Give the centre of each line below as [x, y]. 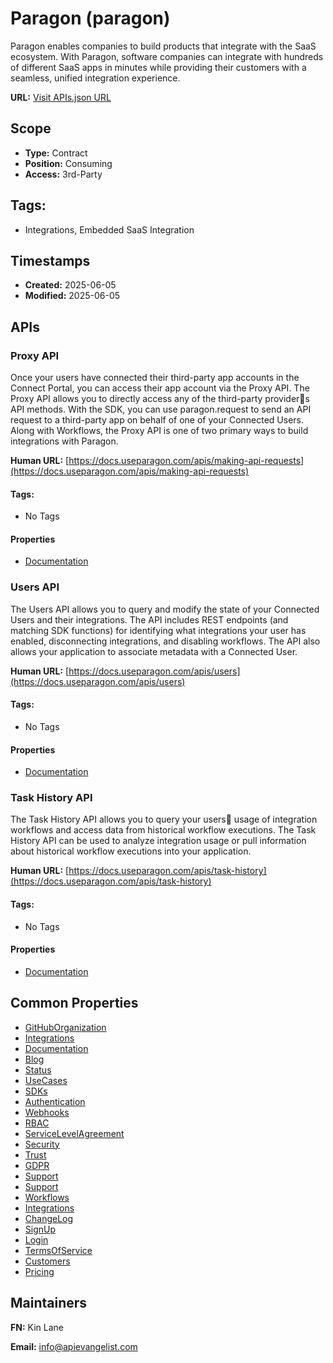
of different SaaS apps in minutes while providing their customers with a [158, 67]
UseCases [46, 1080]
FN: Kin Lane [37, 1327]
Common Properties [74, 1003]
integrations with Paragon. [64, 441]
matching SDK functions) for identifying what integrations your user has [158, 630]
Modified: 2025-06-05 [72, 296]
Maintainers [49, 1303]
